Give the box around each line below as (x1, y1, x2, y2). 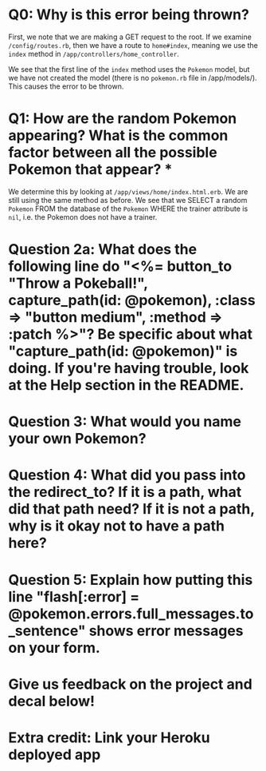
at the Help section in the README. (8, 376, 244, 395)
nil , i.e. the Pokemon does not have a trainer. (8, 212, 158, 221)
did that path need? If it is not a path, (8, 500, 255, 519)
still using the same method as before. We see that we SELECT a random (8, 195, 248, 205)
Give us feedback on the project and (8, 675, 252, 693)
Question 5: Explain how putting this (8, 570, 253, 589)
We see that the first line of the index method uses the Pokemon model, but (8, 64, 250, 74)
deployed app (8, 745, 101, 764)
